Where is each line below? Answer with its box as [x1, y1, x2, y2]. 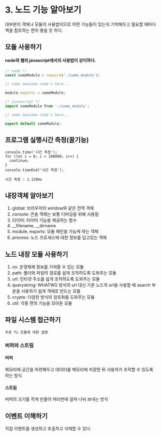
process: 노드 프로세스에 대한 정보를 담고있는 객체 [12, 234, 107, 240]
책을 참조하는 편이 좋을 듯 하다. [5, 27, 63, 33]
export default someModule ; [5, 121, 62, 126]
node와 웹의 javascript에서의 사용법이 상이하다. [5, 57, 96, 63]
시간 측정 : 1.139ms [5, 177, 43, 182]
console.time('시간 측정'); [5, 150, 58, 155]
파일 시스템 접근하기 [5, 316, 61, 324]
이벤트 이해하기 [5, 412, 48, 420]
